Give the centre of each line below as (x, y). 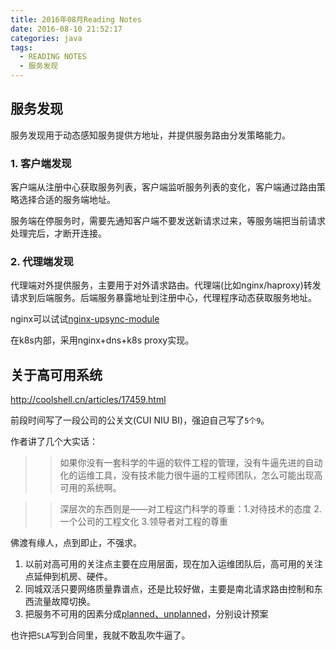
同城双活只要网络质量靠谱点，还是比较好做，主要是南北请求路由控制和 (169, 589)
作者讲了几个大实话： (54, 442)
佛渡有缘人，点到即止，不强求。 (76, 543)
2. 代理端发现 (42, 262)
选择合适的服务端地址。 (67, 200)
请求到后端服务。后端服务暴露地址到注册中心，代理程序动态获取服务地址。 (163, 298)
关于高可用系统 (56, 374)
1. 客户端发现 (41, 163)
